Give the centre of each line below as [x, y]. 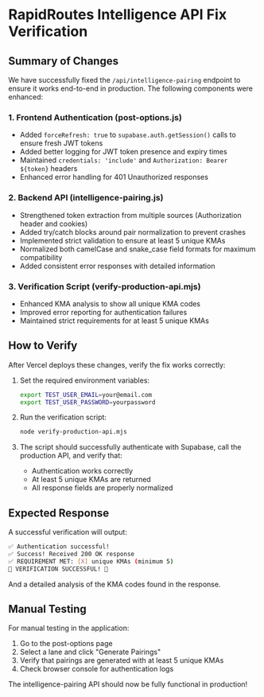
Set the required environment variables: [84, 380]
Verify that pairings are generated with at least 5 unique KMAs [122, 660]
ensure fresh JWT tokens [61, 143]
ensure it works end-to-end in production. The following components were [130, 88]
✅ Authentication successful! [59, 547]
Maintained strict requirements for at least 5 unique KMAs [114, 321]
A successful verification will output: [68, 532]
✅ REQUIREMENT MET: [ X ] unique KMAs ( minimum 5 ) [91, 561]
